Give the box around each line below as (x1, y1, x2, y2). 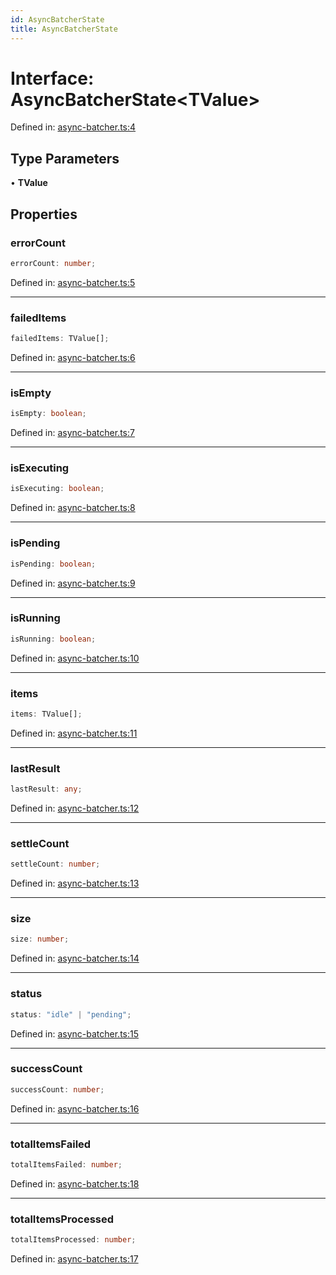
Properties (10, 206, 78, 223)
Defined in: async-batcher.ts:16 (10, 1102, 140, 1115)
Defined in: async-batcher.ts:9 (10, 577, 136, 589)
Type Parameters (10, 150, 120, 167)
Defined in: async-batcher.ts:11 (10, 727, 138, 739)
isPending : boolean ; (10, 559, 97, 569)
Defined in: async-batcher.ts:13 (10, 877, 140, 890)
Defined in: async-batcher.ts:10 (10, 652, 140, 664)
